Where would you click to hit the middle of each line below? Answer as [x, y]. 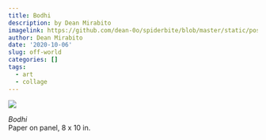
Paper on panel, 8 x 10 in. [49, 127]
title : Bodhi [30, 15]
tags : [17, 67]
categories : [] [33, 60]
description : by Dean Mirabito [60, 23]
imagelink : [26, 30]
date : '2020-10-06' [40, 45]
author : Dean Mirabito [46, 38]
